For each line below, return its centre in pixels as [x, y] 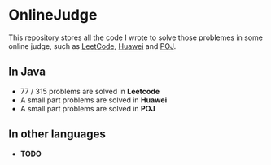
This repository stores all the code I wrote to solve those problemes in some [135, 37]
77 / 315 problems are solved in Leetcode [90, 91]
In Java [27, 72]
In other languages [57, 135]
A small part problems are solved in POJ [88, 108]
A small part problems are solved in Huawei [94, 100]
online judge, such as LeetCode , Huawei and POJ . [92, 46]
